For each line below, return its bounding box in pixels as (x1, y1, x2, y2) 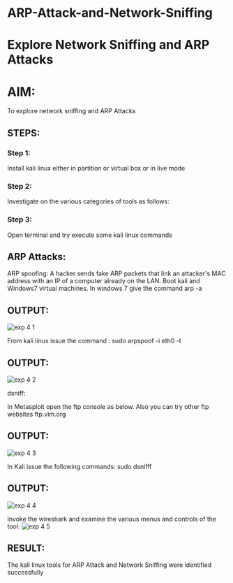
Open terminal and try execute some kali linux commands (7, 231, 172, 239)
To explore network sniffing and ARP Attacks (7, 107, 136, 115)
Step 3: (7, 215, 33, 224)
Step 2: (7, 181, 33, 191)
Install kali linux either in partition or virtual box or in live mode (7, 164, 186, 172)
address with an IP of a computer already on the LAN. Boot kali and (7, 277, 200, 285)
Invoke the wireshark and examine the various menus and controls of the (7, 514, 217, 523)
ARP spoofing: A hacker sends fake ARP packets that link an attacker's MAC (7, 269, 226, 278)
